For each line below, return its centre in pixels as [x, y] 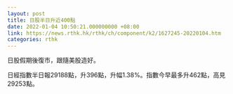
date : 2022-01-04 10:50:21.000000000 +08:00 [73, 26]
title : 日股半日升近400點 [41, 20]
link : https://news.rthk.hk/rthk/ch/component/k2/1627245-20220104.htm [114, 33]
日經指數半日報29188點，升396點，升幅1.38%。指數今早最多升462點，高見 [116, 75]
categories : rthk [33, 40]
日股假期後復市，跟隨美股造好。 [53, 61]
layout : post [26, 14]
